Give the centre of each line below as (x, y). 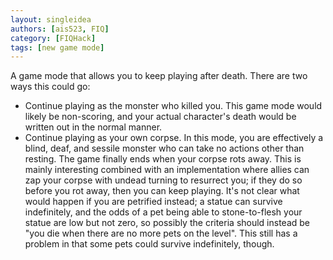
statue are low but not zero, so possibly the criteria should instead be (167, 223)
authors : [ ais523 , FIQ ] (60, 29)
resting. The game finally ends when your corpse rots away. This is (163, 159)
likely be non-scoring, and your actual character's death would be (160, 117)
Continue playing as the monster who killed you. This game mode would (173, 106)
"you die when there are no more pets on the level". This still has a (161, 233)
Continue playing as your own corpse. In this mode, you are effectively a (174, 138)
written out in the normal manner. (93, 127)
